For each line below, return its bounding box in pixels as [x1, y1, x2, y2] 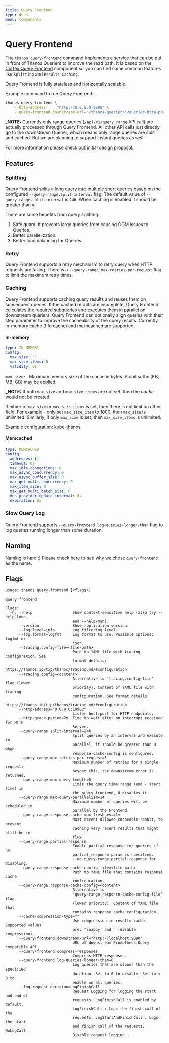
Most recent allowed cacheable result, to [72, 817, 163, 822]
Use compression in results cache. [72, 918, 147, 924]
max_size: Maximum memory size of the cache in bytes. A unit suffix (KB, [5, 373, 159, 379]
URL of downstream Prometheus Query [72, 940, 150, 945]
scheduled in [5, 804, 33, 809]
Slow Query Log [5, 510, 45, 517]
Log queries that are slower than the [72, 962, 154, 967]
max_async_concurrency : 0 [10, 470, 64, 475]
